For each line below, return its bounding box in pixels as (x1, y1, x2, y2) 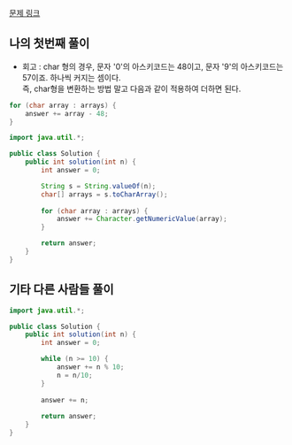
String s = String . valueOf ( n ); (41, 181, 157, 190)
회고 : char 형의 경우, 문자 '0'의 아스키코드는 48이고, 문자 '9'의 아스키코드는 (21, 61, 284, 72)
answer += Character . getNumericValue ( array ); (56, 215, 227, 224)
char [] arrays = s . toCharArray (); (41, 189, 168, 199)
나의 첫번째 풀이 (9, 36, 90, 51)
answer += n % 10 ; (56, 363, 125, 372)
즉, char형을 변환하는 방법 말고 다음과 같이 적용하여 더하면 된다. (21, 83, 242, 94)
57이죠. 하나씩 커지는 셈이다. (21, 72, 121, 82)
